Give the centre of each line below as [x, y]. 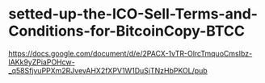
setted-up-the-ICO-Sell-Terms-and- [133, 14]
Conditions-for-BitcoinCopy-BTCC [126, 31]
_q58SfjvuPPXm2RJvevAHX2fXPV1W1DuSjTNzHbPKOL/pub [108, 70]
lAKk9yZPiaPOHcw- [42, 62]
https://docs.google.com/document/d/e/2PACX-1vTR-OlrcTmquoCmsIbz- [130, 53]
